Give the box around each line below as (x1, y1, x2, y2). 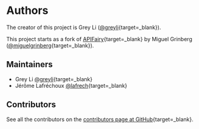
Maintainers (6, 59, 53, 70)
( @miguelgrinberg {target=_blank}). (6, 42, 94, 49)
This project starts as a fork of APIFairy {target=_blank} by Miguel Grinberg (6, 35, 192, 42)
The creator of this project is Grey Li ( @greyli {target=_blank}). (6, 24, 161, 31)
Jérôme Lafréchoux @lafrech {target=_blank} (15, 82, 127, 89)
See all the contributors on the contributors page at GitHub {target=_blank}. (6, 116, 194, 123)
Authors (6, 4, 49, 18)
